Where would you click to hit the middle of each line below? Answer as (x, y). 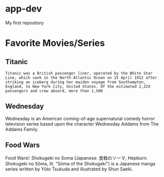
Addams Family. (22, 129)
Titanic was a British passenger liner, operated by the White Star (79, 73)
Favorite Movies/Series (55, 43)
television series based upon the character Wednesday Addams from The (82, 124)
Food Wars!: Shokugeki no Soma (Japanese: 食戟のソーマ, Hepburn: (76, 158)
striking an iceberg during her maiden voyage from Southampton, (75, 82)
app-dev (24, 9)
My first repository (25, 23)
